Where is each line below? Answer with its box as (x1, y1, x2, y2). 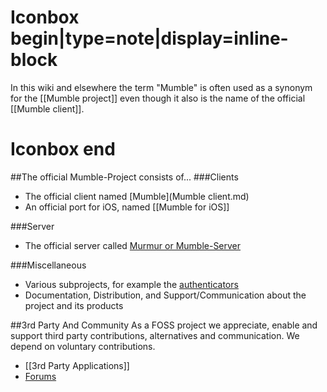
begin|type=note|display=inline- (10, 27, 289, 50)
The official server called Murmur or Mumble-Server (24, 239, 242, 251)
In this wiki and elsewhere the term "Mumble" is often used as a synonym (10, 81, 313, 93)
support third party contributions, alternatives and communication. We (10, 329, 300, 341)
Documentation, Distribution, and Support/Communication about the (24, 289, 307, 301)
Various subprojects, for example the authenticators (24, 278, 239, 290)
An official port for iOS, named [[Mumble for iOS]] (24, 201, 230, 213)
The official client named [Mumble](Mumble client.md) (24, 190, 250, 202)
